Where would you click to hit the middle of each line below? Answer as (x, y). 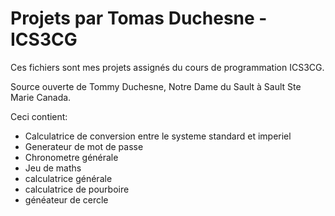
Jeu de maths (53, 168)
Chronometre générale (71, 157)
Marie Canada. (41, 97)
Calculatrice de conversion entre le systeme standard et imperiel (158, 136)
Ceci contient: (39, 116)
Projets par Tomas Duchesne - (139, 18)
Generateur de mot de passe (84, 146)
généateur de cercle (66, 199)
